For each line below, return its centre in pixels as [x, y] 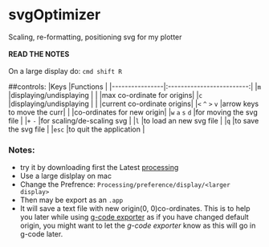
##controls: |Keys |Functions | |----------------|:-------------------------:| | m [135, 87]
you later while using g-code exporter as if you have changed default [134, 217]
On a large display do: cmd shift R [65, 71]
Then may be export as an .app [71, 200]
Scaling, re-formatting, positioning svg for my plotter [95, 37]
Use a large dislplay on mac [66, 176]
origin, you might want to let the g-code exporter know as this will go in [138, 225]
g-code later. [41, 234]
